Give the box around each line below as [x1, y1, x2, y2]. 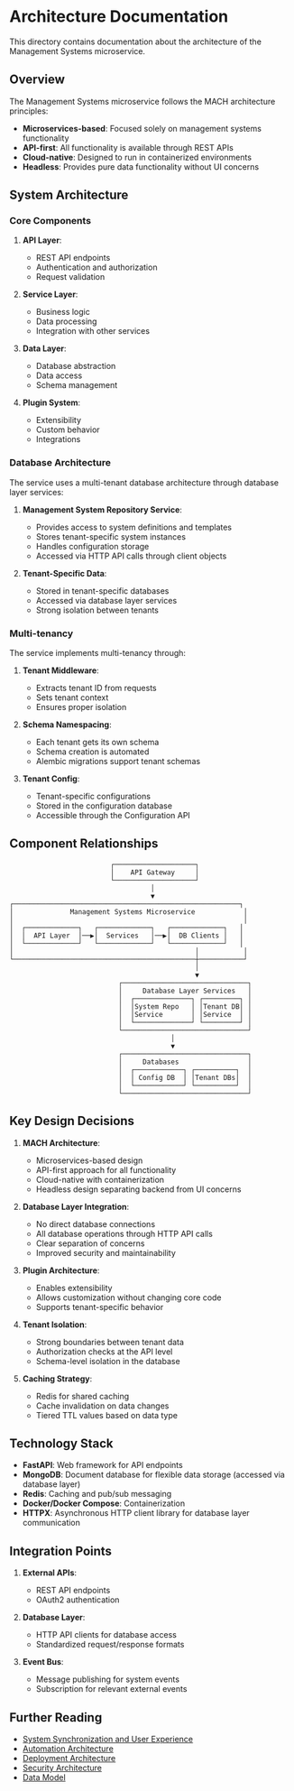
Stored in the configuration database [35, 800, 173, 811]
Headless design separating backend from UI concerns [35, 1184, 242, 1195]
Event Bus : [22, 1657, 64, 1667]
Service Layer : [22, 289, 78, 300]
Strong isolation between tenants [35, 605, 160, 615]
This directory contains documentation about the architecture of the [9, 36, 262, 47]
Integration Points [9, 1543, 113, 1558]
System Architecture [9, 188, 129, 203]
